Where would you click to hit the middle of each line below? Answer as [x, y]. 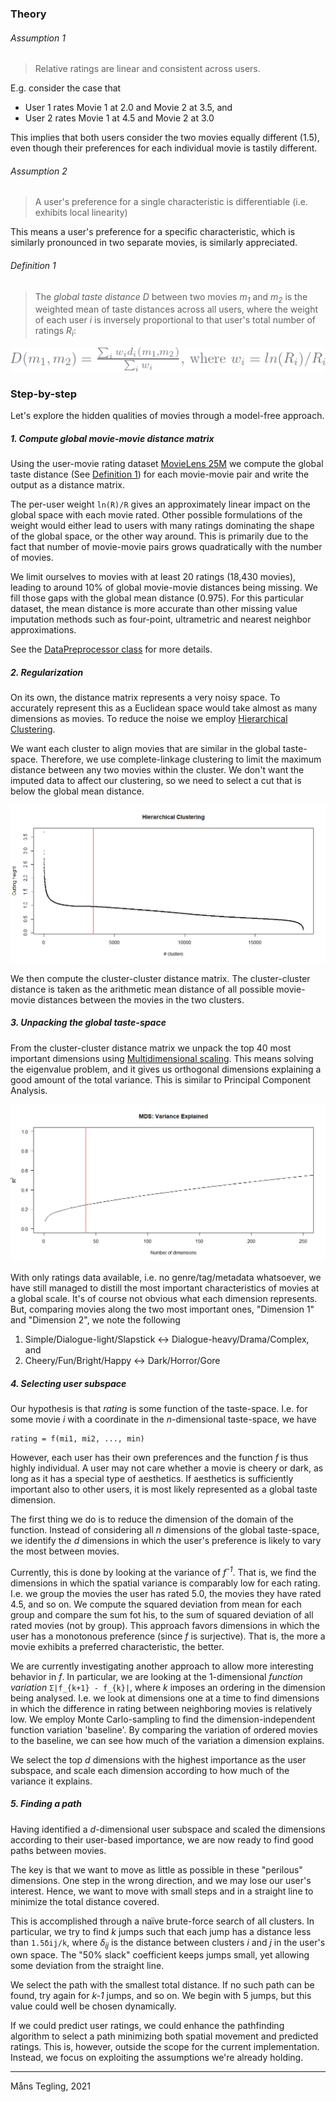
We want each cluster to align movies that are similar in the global [145, 749]
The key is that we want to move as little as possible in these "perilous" [156, 1869]
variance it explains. [51, 1781]
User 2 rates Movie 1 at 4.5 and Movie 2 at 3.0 [119, 118]
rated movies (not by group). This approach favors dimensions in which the [165, 1625]
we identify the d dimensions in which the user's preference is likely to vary [166, 1541]
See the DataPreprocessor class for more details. [111, 649]
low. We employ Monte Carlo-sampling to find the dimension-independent [163, 1719]
